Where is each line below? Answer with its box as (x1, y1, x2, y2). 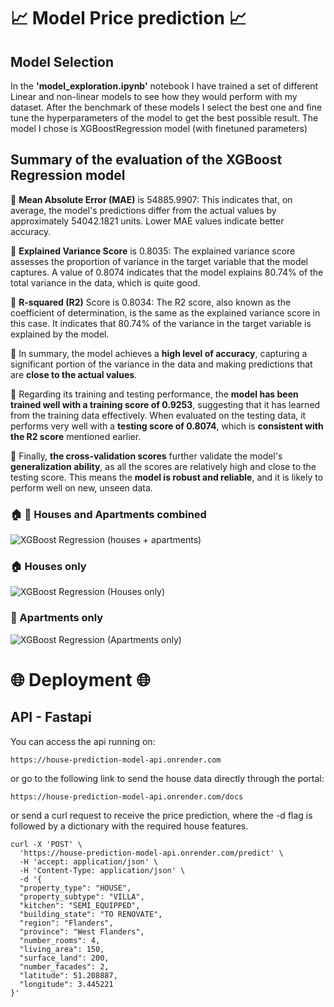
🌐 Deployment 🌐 (10, 668, 151, 691)
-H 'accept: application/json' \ (19, 856, 159, 867)
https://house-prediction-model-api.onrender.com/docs (10, 791, 244, 802)
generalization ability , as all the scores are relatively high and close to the (10, 460, 317, 472)
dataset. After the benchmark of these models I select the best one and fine (10, 101, 323, 113)
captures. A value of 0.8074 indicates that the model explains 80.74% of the (10, 266, 324, 278)
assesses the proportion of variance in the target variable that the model (10, 255, 308, 267)
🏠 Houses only (10, 560, 87, 574)
